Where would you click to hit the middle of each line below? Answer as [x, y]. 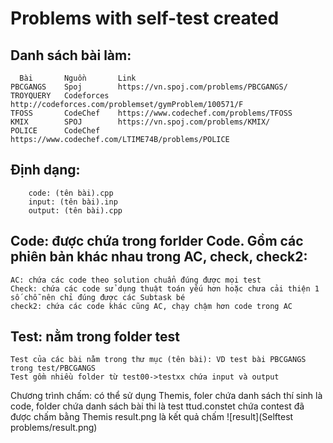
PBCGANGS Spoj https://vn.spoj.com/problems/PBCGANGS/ [149, 87]
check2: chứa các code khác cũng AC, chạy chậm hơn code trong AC [151, 306]
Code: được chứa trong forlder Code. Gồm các [157, 241]
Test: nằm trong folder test [95, 337]
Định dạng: [45, 170]
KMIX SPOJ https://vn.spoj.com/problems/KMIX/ [140, 122]
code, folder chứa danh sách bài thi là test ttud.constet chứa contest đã [157, 406]
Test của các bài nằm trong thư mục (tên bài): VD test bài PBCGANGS [158, 360]
